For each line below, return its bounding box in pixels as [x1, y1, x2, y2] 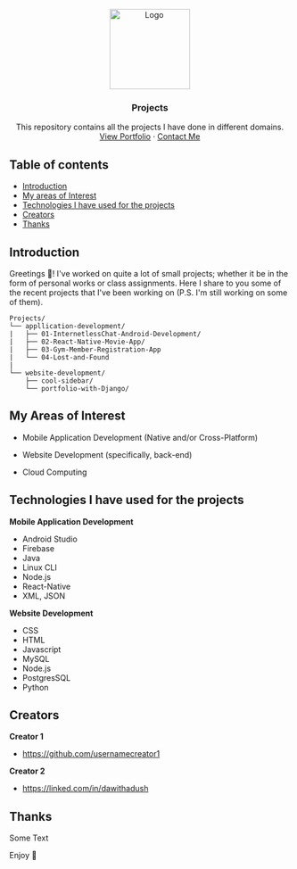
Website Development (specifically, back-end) [21, 449, 193, 459]
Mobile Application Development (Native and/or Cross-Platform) [21, 432, 259, 443]
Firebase [21, 542, 55, 553]
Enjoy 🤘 [9, 850, 37, 861]
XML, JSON [21, 590, 66, 601]
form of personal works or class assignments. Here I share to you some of [9, 277, 282, 288]
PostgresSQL [21, 672, 71, 683]
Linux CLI [21, 562, 58, 573]
